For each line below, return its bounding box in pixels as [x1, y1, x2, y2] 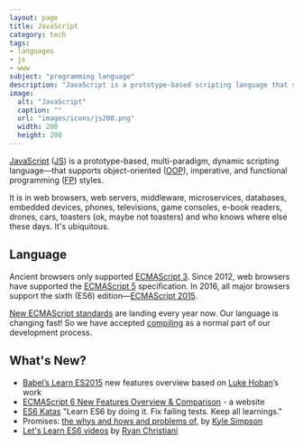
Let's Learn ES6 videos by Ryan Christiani [22, 425, 179, 436]
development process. [9, 327, 93, 338]
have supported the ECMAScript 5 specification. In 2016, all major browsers [9, 281, 290, 292]
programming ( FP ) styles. [9, 174, 104, 185]
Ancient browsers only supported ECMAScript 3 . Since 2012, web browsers [9, 271, 290, 282]
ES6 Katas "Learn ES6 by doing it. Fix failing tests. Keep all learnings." [22, 405, 282, 416]
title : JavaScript [9, 22, 78, 31]
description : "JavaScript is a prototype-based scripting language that [9, 80, 289, 89]
